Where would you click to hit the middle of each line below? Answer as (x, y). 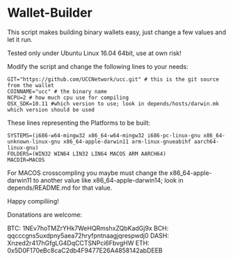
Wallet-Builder (50, 13)
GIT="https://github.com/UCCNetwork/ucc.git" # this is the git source (113, 79)
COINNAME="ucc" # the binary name (57, 91)
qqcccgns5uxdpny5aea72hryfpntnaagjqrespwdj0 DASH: (88, 236)
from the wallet (31, 85)
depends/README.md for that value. (60, 188)
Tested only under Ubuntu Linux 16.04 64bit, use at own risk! (95, 53)
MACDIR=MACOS (26, 160)
